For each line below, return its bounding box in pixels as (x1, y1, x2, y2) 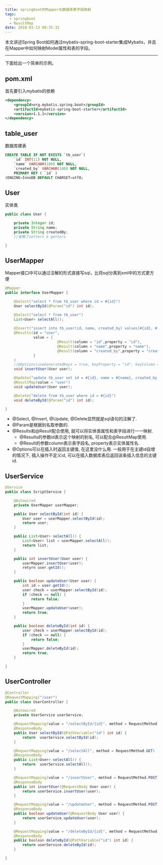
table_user (5, 129, 38, 138)
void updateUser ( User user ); (14, 384, 73, 389)
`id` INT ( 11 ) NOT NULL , (14, 157, 62, 162)
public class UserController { (5, 699, 68, 704)
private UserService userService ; (14, 713, 83, 718)
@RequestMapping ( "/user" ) (5, 695, 57, 700)
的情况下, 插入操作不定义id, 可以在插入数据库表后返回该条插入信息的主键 (12, 452, 157, 458)
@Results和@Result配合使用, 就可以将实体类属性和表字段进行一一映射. (12, 428, 153, 434)
